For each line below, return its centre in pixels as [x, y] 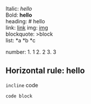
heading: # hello [25, 21]
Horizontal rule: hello [45, 71]
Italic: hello [19, 9]
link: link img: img [27, 27]
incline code [22, 85]
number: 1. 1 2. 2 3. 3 [31, 52]
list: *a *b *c [21, 40]
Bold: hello [19, 15]
